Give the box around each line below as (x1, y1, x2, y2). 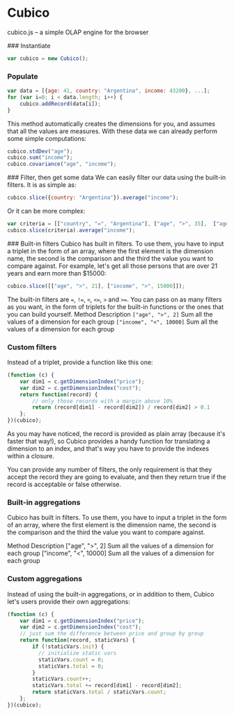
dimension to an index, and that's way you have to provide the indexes (7, 444, 210, 453)
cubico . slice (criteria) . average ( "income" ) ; (7, 227, 136, 234)
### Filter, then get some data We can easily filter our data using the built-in (7, 173, 226, 182)
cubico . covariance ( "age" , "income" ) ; (7, 160, 117, 168)
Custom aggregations (7, 574, 82, 584)
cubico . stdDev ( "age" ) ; (7, 148, 73, 155)
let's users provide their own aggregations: (7, 597, 130, 605)
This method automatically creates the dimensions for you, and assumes (7, 119, 216, 128)
